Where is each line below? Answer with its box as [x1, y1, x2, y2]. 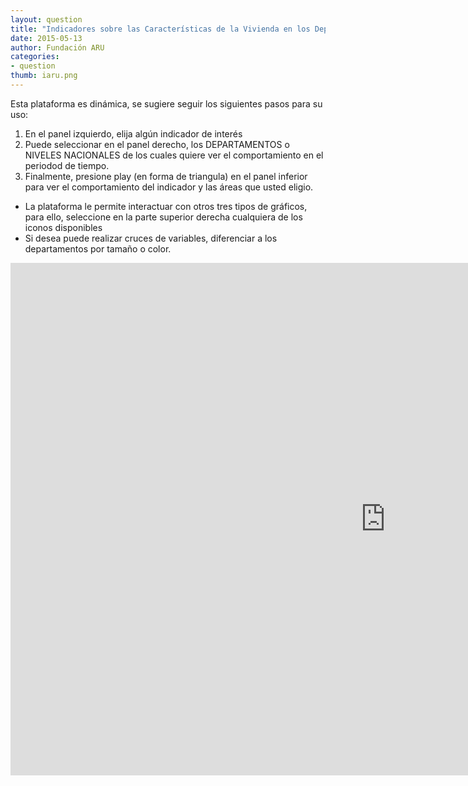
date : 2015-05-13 [10, 33, 83, 43]
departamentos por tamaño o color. [24, 242, 172, 255]
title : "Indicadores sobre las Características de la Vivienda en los [10, 24, 311, 34]
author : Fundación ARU [10, 42, 105, 53]
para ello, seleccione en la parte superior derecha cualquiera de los [24, 211, 303, 223]
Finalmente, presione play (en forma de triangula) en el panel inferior [24, 170, 308, 182]
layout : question [10, 14, 83, 25]
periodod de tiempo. [24, 159, 110, 171]
